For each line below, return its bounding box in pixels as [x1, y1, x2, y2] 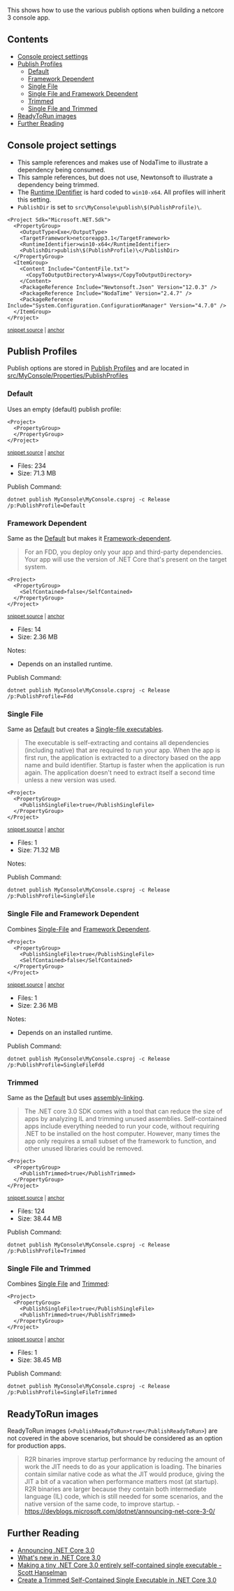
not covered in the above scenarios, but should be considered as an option [7, 1434, 223, 1443]
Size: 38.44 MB [17, 1214, 62, 1223]
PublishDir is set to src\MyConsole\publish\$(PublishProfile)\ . [17, 202, 203, 211]
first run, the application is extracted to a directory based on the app [24, 753, 221, 762]
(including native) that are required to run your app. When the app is [24, 746, 221, 755]
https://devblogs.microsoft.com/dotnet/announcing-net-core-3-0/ [24, 1507, 215, 1515]
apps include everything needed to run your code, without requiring [24, 1122, 220, 1130]
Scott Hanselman [17, 1568, 68, 1576]
